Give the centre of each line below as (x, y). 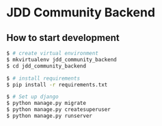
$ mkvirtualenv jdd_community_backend (62, 59)
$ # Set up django (32, 97)
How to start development (63, 38)
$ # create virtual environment (52, 53)
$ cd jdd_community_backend (46, 66)
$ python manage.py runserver (50, 116)
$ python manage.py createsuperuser (58, 110)
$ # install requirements (43, 78)
